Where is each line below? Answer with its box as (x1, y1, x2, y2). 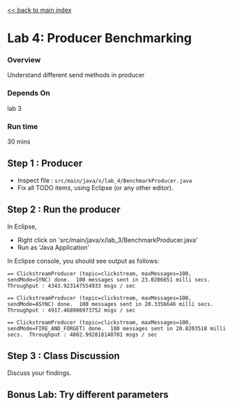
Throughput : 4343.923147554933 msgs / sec (7, 282, 136, 289)
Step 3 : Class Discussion (7, 350, 120, 362)
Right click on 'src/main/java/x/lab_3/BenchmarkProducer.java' (17, 236, 198, 244)
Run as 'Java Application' (17, 243, 90, 252)
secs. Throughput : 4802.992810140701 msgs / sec (7, 331, 158, 338)
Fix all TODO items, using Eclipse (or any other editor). (17, 183, 174, 192)
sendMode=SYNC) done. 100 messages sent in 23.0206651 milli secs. (7, 276, 211, 283)
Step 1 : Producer (7, 158, 83, 169)
